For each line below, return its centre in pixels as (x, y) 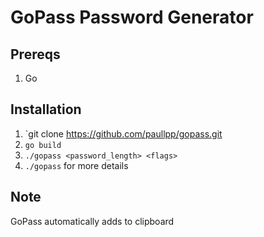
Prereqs (35, 54)
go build (43, 145)
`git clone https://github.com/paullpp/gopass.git (123, 133)
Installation (46, 109)
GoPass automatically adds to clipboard (92, 221)
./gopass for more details (76, 165)
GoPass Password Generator (132, 17)
